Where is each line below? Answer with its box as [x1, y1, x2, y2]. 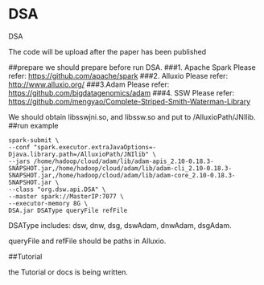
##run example [8, 120, 59, 130]
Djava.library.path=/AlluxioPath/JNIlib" [8, 150, 150, 158]
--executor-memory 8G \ [8, 199, 89, 207]
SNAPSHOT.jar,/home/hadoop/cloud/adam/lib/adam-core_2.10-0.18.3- [8, 171, 236, 179]
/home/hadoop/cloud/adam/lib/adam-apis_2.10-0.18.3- [33, 157, 215, 165]
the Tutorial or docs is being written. [8, 267, 129, 277]
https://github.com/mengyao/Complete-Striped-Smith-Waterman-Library [8, 96, 251, 106]
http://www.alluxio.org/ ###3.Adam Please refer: [8, 79, 170, 89]
